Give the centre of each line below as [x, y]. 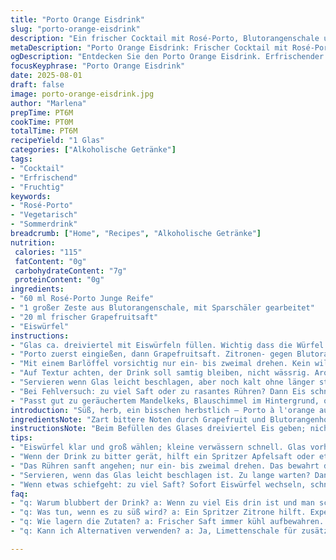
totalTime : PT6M [44, 131]
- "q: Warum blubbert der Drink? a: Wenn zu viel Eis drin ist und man [162, 503]
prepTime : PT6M [42, 112]
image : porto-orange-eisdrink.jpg [82, 94]
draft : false [37, 85]
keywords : [31, 196]
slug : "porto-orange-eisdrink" [75, 29]
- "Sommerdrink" [44, 224]
